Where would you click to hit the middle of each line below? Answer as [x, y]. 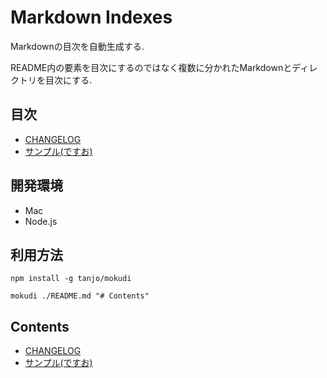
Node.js [41, 221]
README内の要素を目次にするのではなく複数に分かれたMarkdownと [151, 67]
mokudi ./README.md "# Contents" [80, 296]
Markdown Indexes [91, 17]
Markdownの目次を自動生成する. [77, 46]
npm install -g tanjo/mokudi [71, 279]
